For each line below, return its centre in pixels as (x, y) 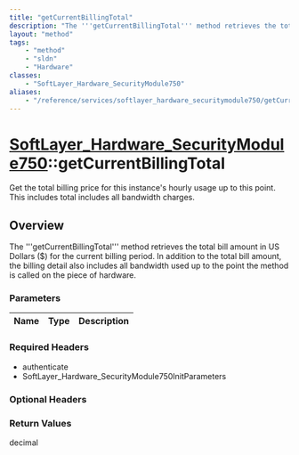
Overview (37, 225)
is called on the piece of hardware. (73, 275)
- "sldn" (41, 59)
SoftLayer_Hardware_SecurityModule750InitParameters (124, 376)
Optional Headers (48, 399)
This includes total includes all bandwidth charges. (102, 198)
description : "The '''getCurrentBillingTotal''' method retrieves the (143, 26)
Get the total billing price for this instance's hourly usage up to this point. (142, 188)
